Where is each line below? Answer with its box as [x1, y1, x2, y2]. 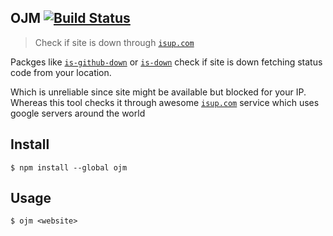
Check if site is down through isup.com [34, 36, 195, 48]
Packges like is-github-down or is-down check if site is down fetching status [10, 56, 323, 68]
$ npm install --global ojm [10, 162, 128, 173]
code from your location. [10, 66, 112, 78]
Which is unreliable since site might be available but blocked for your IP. [10, 86, 307, 98]
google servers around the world [10, 107, 146, 119]
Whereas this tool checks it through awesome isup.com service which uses [10, 96, 320, 108]
